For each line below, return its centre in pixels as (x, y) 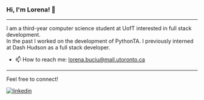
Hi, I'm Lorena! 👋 (31, 10)
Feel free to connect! (32, 79)
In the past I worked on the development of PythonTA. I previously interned (100, 41)
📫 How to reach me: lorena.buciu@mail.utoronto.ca (80, 60)
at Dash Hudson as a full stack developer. (58, 48)
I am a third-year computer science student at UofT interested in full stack (99, 28)
